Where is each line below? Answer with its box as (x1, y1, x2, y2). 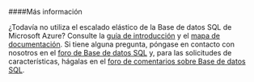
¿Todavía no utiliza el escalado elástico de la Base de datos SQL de (8, 23, 232, 31)
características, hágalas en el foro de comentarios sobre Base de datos (8, 56, 246, 66)
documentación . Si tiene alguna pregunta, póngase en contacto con (8, 39, 235, 49)
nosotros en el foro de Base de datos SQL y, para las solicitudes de (8, 48, 232, 57)
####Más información (8, 7, 83, 16)
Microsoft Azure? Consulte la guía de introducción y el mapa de (8, 31, 221, 40)
